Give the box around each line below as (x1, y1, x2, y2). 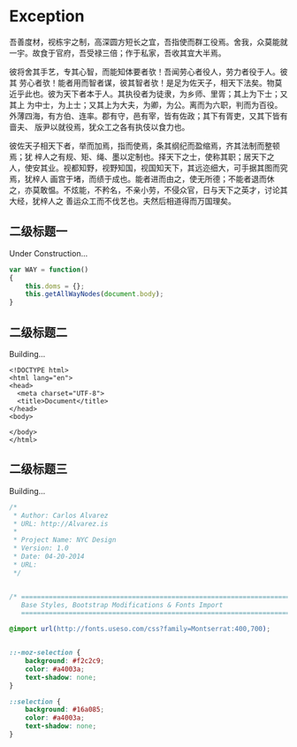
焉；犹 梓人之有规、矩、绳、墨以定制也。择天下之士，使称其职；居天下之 (9, 151, 275, 162)
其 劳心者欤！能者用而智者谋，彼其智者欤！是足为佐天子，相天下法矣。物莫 (9, 77, 283, 88)
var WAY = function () (9, 265, 89, 274)
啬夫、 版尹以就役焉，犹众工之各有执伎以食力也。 (9, 121, 190, 132)
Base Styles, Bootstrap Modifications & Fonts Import (20, 600, 224, 609)
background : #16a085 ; (25, 705, 104, 714)
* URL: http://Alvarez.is (12, 519, 109, 528)
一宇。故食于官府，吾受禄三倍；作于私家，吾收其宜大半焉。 (9, 47, 226, 58)
